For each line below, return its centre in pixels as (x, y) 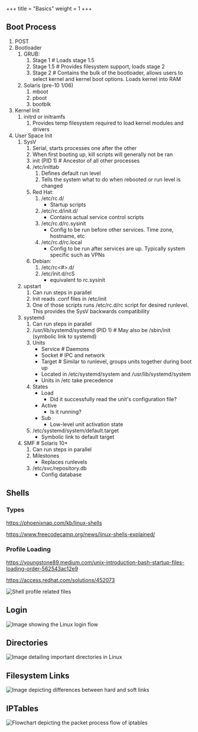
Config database (61, 474)
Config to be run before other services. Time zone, (112, 229)
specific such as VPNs (77, 255)
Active (49, 405)
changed (52, 186)
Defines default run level (71, 173)
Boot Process (31, 27)
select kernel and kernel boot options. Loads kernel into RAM (107, 79)
